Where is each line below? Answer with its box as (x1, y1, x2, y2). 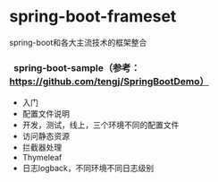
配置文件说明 (21, 108, 70, 119)
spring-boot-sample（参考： (13, 61, 140, 74)
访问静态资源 (21, 131, 70, 142)
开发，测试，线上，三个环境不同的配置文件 (21, 119, 180, 131)
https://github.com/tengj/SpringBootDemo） (9, 74, 210, 87)
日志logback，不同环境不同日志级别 (21, 163, 155, 174)
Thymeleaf (21, 152, 63, 163)
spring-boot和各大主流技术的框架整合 (9, 37, 147, 48)
